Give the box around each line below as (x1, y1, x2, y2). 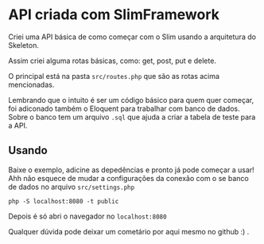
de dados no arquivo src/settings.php (8, 182, 135, 191)
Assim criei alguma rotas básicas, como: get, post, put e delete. (8, 56, 217, 65)
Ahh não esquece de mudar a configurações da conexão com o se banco (8, 173, 249, 183)
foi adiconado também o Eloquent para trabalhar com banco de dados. (8, 104, 240, 113)
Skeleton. (8, 40, 40, 49)
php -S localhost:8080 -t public (8, 197, 119, 205)
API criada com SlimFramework (8, 6, 220, 24)
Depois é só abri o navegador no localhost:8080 (8, 211, 167, 221)
